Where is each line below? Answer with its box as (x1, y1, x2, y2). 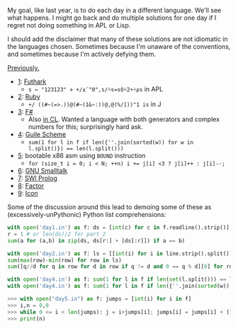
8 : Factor (17, 182, 45, 190)
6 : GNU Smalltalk (17, 167, 68, 174)
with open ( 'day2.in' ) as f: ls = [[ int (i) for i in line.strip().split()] (7, 250, 233, 257)
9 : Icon (17, 189, 38, 197)
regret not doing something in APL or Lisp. (7, 21, 131, 29)
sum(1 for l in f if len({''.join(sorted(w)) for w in (28, 139, 193, 146)
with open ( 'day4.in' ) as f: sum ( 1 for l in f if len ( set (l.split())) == (7, 276, 227, 283)
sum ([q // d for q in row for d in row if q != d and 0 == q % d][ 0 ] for (7, 263, 224, 270)
